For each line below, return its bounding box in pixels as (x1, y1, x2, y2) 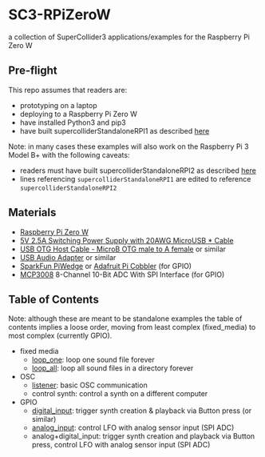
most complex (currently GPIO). (8, 331, 113, 341)
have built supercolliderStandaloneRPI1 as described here (19, 126, 210, 135)
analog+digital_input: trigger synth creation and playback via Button (31, 431, 255, 441)
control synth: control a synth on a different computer (31, 389, 208, 399)
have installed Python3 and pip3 (19, 118, 126, 127)
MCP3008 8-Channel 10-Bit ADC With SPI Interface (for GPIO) (19, 270, 225, 279)
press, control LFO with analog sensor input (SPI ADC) (31, 440, 211, 450)
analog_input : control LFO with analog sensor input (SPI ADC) (31, 423, 235, 433)
